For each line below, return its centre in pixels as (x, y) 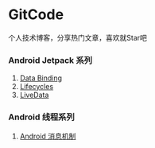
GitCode (36, 15)
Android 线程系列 (42, 117)
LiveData (34, 95)
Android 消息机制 (48, 136)
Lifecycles (37, 87)
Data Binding (41, 78)
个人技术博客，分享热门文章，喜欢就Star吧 (77, 37)
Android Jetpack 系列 (50, 60)
